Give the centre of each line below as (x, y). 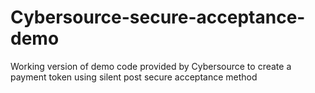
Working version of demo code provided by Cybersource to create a (151, 66)
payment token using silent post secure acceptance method (134, 77)
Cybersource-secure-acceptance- (158, 17)
